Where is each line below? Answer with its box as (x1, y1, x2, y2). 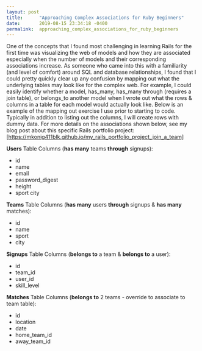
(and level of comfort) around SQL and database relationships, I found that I (6, 68, 197, 76)
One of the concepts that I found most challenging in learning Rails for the (6, 43, 192, 50)
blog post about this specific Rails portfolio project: (6, 127, 135, 134)
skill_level (15, 282, 40, 289)
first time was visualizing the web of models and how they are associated (6, 49, 191, 57)
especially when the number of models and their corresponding (6, 55, 167, 63)
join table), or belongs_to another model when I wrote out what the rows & (6, 94, 192, 102)
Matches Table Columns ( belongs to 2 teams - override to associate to (6, 294, 186, 301)
